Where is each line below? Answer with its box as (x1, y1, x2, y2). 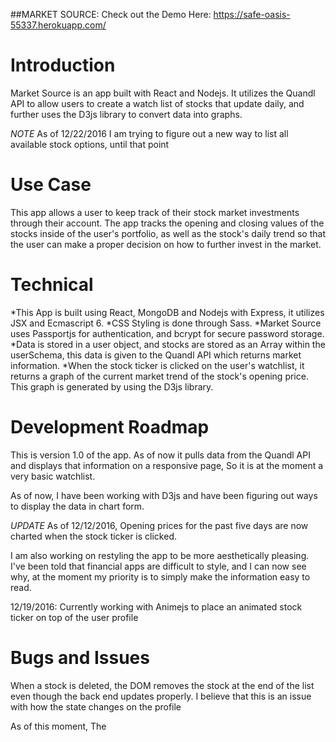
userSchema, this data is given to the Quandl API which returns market (10, 349, 302, 361)
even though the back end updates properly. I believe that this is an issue (10, 690, 312, 702)
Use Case (10, 174, 92, 196)
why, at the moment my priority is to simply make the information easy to (10, 570, 311, 583)
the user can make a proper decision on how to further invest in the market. (10, 238, 322, 250)
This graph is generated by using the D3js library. (10, 380, 214, 393)
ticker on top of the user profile (10, 611, 139, 623)
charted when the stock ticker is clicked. (10, 530, 177, 542)
